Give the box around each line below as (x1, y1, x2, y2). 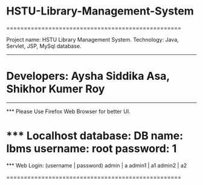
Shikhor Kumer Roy (6, 82, 105, 96)
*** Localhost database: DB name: (6, 129, 184, 143)
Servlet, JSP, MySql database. (6, 42, 82, 50)
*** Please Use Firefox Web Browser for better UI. (6, 108, 131, 115)
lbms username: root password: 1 (6, 142, 177, 155)
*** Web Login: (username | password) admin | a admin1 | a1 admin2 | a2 (6, 161, 187, 169)
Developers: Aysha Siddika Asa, (6, 70, 170, 83)
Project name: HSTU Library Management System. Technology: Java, (6, 36, 179, 43)
